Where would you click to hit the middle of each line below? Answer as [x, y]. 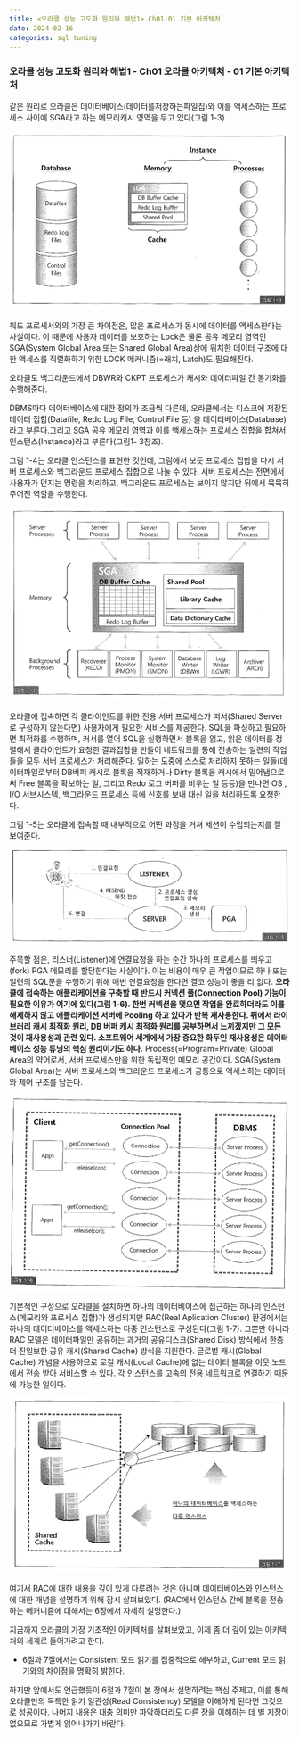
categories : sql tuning [53, 37]
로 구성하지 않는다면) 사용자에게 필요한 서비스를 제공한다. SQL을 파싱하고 [136, 728]
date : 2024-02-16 [41, 28]
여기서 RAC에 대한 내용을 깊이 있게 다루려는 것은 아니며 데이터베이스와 [131, 1588]
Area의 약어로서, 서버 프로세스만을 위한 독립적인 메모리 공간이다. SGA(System [145, 1059]
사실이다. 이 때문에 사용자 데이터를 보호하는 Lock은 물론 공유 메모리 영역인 [138, 336]
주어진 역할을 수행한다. [48, 493]
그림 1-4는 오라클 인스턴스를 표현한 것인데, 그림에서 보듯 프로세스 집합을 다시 [142, 460]
